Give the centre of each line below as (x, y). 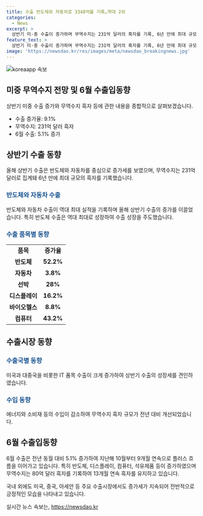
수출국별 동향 (24, 361)
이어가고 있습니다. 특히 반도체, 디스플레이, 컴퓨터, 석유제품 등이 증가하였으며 (107, 466)
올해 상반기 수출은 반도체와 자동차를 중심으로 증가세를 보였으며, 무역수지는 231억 (101, 171)
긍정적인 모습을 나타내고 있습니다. (46, 494)
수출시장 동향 (29, 342)
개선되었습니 (177, 414)
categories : (21, 18)
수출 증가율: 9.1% (35, 119)
